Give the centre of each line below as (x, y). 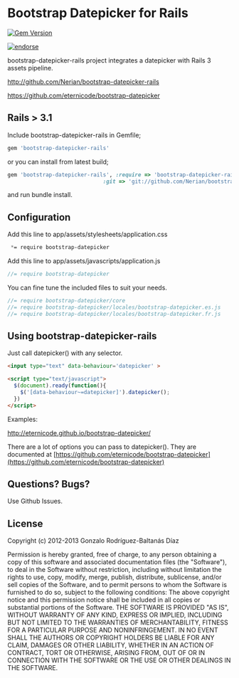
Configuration (39, 217)
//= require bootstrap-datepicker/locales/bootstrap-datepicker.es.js (114, 307)
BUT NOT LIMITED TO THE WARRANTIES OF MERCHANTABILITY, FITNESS (118, 623)
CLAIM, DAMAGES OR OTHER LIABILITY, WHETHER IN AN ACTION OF (111, 645)
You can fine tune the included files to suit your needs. (87, 287)
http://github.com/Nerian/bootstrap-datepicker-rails (84, 81)
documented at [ (32, 454)
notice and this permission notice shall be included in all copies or (104, 600)
